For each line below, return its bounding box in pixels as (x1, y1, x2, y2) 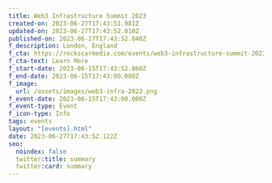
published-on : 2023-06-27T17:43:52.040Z (8, 34, 147, 43)
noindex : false (15, 147, 67, 155)
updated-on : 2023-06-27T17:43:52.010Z (8, 27, 139, 35)
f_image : (8, 79, 38, 87)
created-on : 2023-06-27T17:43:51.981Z (8, 19, 139, 28)
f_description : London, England (8, 42, 117, 50)
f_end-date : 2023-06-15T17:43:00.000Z (8, 72, 139, 80)
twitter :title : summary (15, 155, 96, 163)
